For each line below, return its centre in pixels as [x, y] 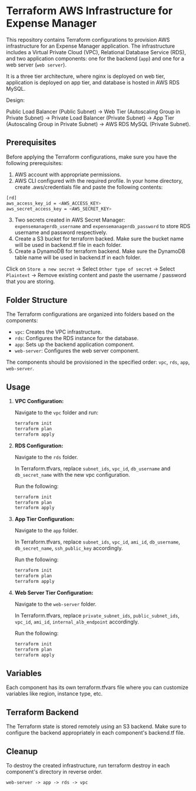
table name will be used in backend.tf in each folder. [78, 258]
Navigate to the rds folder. [46, 457]
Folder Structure [37, 300]
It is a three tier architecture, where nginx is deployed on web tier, [86, 76]
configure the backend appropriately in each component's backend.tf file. [96, 733]
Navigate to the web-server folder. [56, 604]
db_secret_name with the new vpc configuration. [72, 474]
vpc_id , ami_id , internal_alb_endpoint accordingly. [77, 622]
